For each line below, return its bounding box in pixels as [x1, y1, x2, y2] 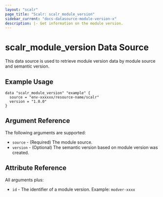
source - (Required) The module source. [12, 139, 93, 145]
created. [12, 149, 29, 155]
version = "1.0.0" [9, 99, 47, 104]
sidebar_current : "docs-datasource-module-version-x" [5, 16, 117, 21]
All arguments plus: [5, 177, 44, 183]
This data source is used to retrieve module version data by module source [5, 58, 156, 64]
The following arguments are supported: [5, 129, 86, 135]
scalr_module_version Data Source [5, 42, 149, 53]
